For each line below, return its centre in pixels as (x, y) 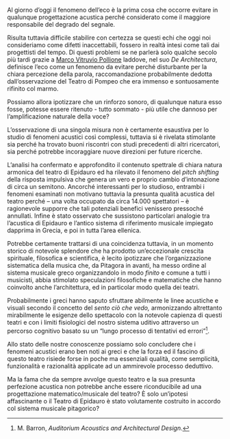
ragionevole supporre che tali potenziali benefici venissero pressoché (105, 209)
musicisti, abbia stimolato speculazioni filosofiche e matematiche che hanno (114, 280)
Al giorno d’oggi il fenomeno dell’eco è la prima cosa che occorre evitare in (113, 10)
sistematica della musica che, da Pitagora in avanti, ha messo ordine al (107, 265)
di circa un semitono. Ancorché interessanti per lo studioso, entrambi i (106, 187)
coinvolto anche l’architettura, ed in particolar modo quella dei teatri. (103, 287)
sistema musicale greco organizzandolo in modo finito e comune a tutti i (108, 273)
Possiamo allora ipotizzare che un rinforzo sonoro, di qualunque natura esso (115, 102)
